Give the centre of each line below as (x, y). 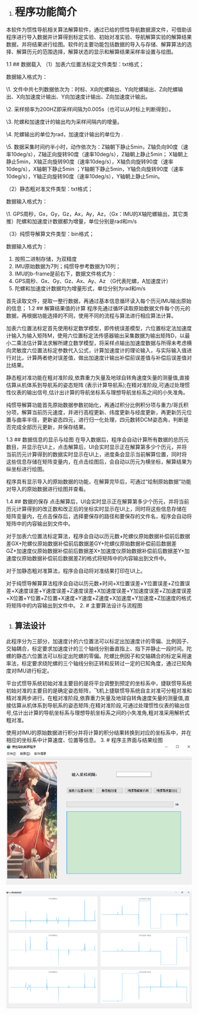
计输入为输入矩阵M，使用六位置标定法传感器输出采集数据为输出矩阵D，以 (95, 335)
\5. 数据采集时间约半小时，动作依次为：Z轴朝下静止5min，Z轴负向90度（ (95, 147)
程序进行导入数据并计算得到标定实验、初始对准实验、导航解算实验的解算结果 (99, 37)
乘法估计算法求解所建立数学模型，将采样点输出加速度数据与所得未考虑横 (104, 343)
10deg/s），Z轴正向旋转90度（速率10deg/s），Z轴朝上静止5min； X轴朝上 (100, 154)
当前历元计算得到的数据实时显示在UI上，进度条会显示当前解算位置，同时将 (97, 454)
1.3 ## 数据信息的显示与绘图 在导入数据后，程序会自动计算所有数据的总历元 (98, 439)
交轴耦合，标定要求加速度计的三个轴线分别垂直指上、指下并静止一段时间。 (96, 648)
